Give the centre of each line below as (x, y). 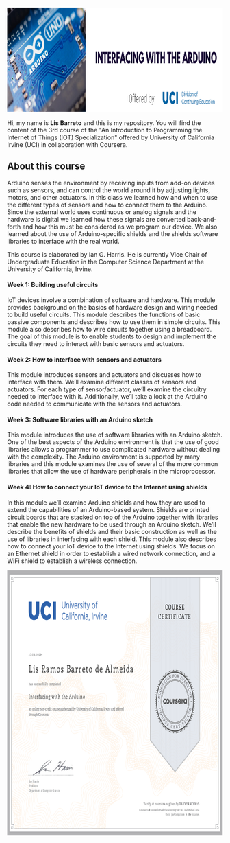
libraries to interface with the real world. (63, 241)
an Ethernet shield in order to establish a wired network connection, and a (111, 553)
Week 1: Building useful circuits (53, 285)
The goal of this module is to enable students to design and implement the (112, 336)
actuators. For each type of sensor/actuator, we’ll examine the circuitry (107, 389)
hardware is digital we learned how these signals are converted (97, 219)
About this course (46, 166)
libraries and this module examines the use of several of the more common (113, 464)
